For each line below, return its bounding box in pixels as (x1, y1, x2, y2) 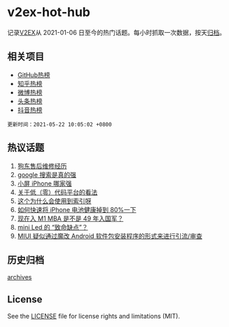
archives (7, 273, 32, 281)
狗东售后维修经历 (17, 162, 67, 170)
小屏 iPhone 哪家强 (17, 179, 72, 188)
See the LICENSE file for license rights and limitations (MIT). (7, 312, 181, 321)
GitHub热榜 (17, 71, 50, 79)
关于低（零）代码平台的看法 (17, 188, 98, 196)
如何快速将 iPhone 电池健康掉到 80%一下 (17, 205, 137, 214)
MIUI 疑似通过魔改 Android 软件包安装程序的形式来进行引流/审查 (17, 232, 203, 240)
